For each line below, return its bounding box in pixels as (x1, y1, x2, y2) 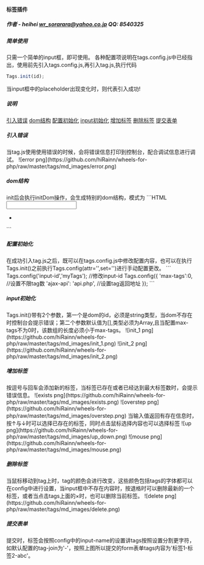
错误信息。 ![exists (6, 391, 53, 398)
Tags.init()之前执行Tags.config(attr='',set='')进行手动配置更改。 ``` (6, 265, 171, 272)
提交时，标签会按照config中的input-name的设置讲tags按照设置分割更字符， (6, 536, 195, 544)
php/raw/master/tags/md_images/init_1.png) (6, 339, 117, 347)
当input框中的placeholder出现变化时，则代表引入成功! (6, 85, 141, 92)
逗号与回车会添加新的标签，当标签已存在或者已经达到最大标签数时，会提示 (11, 384, 198, 391)
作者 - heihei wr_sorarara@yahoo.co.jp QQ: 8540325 (6, 21, 144, 28)
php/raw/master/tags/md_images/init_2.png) (6, 353, 118, 360)
